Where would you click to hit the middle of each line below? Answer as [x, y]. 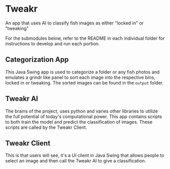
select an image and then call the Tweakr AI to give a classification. [76, 161]
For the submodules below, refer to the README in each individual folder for [85, 38]
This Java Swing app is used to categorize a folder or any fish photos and [82, 72]
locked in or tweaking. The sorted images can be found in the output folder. [84, 82]
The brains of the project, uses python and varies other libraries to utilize [82, 111]
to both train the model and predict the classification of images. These [79, 122]
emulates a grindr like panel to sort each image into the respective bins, [80, 77]
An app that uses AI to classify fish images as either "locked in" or [75, 23]
